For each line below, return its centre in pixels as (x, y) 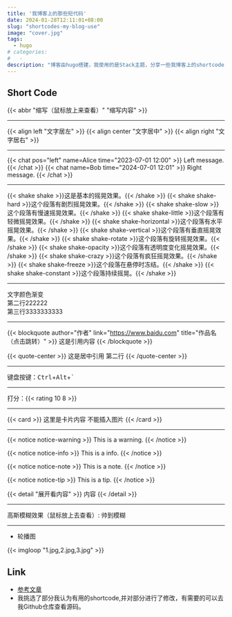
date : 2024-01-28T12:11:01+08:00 (55, 20)
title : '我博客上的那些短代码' (47, 13)
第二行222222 (28, 303)
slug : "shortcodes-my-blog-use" (54, 26)
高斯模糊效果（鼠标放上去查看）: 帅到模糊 (66, 516)
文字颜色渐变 (25, 295)
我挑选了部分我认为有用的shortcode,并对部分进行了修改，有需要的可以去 (120, 598)
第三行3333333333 (35, 312)
